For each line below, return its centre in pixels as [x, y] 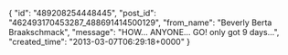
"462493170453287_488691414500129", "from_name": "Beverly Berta [140, 23]
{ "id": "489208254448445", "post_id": [83, 13]
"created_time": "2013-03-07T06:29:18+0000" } [100, 41]
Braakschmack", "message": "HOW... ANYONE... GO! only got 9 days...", [144, 32]
